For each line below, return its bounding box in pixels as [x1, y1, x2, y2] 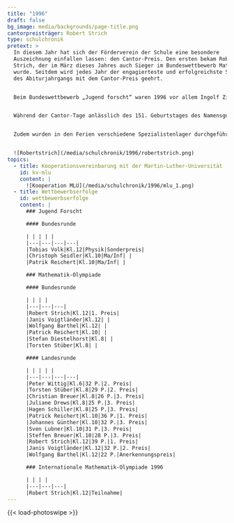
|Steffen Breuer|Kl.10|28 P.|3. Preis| [25, 432, 141, 439]
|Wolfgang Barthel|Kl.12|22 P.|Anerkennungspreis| [25, 451, 176, 458]
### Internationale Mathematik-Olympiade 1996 [25, 464, 164, 471]
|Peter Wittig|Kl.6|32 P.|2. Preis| [25, 380, 132, 387]
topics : [7, 156, 30, 163]
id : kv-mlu [19, 169, 52, 176]
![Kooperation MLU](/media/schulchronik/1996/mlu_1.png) [25, 182, 195, 189]
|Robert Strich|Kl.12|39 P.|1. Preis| [25, 438, 139, 446]
